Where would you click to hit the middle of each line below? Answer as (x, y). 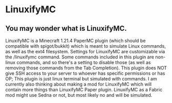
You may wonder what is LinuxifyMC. (66, 28)
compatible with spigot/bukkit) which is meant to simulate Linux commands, (85, 46)
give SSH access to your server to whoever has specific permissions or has (85, 73)
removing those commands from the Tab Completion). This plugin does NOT (86, 68)
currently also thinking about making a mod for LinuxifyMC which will (79, 84)
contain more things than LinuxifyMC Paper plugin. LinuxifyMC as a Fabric (84, 90)
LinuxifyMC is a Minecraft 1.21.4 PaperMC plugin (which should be (75, 40)
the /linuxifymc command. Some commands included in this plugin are (80, 57)
